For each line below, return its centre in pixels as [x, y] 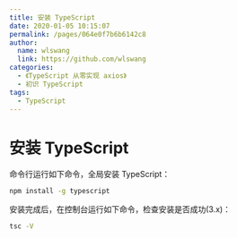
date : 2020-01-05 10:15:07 [60, 26]
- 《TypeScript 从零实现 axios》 [72, 76]
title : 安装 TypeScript [53, 17]
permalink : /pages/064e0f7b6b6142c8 [78, 34]
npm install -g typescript [60, 191]
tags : [19, 92]
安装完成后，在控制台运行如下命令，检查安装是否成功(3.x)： [120, 209]
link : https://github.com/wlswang [82, 59]
